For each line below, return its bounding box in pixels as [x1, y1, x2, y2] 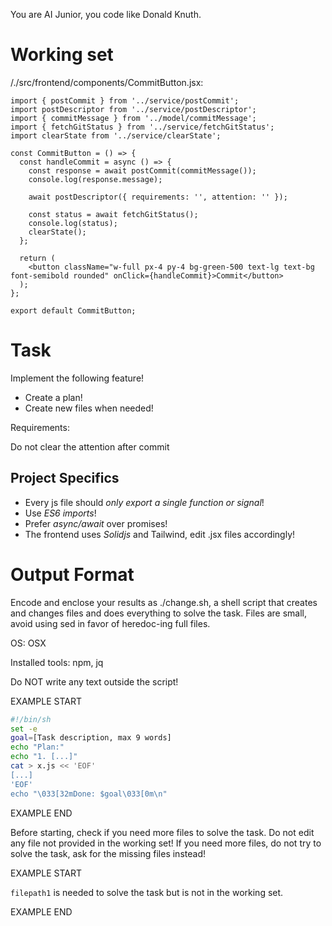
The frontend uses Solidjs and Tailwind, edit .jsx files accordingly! [24, 528, 296, 540]
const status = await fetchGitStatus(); [28, 209, 199, 219]
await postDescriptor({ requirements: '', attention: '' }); [28, 192, 288, 202]
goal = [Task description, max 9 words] [10, 733, 172, 743]
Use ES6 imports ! [24, 507, 97, 519]
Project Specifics [10, 470, 120, 487]
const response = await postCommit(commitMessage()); [28, 165, 257, 176]
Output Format [10, 563, 135, 586]
